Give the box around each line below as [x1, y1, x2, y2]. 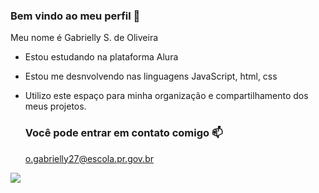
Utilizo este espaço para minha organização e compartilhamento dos [24, 90, 309, 102]
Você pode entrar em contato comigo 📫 [24, 126, 223, 140]
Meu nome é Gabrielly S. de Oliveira [10, 32, 159, 44]
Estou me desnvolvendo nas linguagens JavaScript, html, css [24, 70, 278, 83]
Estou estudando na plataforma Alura [24, 51, 179, 63]
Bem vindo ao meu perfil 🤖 [10, 9, 141, 23]
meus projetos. [24, 100, 87, 113]
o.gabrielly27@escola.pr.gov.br [24, 152, 154, 164]
